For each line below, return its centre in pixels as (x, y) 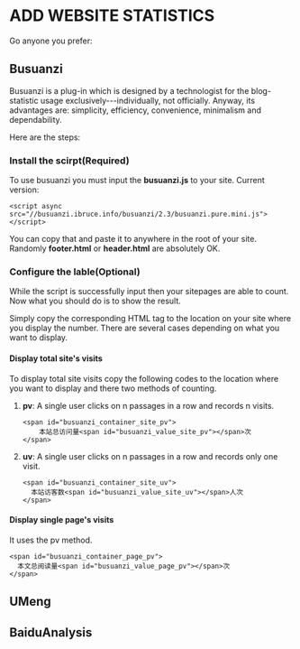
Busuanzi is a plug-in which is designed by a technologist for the (129, 90)
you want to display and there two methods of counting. (113, 388)
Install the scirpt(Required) (69, 161)
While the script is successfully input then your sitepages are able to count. (149, 292)
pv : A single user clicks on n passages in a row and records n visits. (148, 405)
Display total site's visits (56, 358)
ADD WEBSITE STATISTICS (112, 16)
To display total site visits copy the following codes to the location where (144, 378)
